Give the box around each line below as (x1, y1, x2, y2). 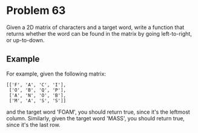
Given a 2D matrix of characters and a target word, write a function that (6, 24, 185, 31)
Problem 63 (6, 4, 66, 18)
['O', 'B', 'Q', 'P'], (8, 87, 67, 93)
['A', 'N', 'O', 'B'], (8, 92, 67, 99)
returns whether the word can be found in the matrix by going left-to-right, (6, 30, 192, 37)
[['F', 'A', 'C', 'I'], (6, 82, 67, 88)
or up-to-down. (6, 36, 45, 44)
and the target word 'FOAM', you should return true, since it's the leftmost (6, 108, 191, 115)
